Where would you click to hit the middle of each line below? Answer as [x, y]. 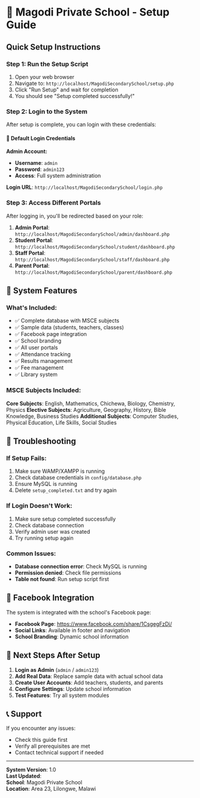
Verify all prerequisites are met [52, 746]
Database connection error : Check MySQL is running [81, 566]
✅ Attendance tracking [43, 354]
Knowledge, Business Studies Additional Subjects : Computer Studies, [92, 416]
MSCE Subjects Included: [44, 390]
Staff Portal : [30, 253]
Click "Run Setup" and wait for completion [66, 90]
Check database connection [49, 525]
